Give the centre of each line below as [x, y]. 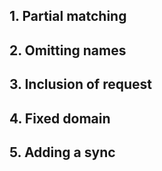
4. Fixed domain [60, 118]
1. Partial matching [68, 16]
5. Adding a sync [62, 152]
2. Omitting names [68, 50]
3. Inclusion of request [80, 84]
